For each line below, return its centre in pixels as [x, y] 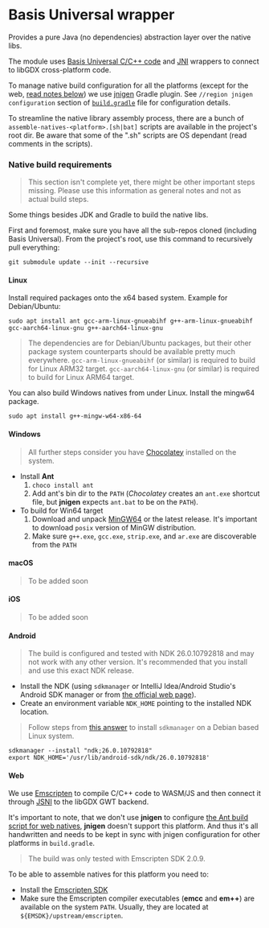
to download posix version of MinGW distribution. [114, 527]
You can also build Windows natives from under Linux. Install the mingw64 [132, 393]
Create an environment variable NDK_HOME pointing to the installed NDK [136, 703]
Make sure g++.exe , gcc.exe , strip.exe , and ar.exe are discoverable [144, 536]
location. [35, 712]
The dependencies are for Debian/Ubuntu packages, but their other [139, 343]
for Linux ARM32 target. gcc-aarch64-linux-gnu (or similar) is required [143, 369]
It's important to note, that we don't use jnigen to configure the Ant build [128, 818]
